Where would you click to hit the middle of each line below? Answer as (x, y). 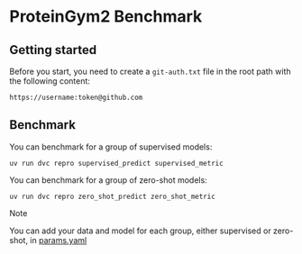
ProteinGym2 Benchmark (106, 17)
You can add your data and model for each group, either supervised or (141, 231)
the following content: (50, 81)
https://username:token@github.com (76, 97)
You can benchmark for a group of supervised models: (111, 147)
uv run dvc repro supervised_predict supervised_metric (116, 163)
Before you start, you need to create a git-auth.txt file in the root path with (150, 71)
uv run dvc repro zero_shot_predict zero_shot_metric (113, 196)
